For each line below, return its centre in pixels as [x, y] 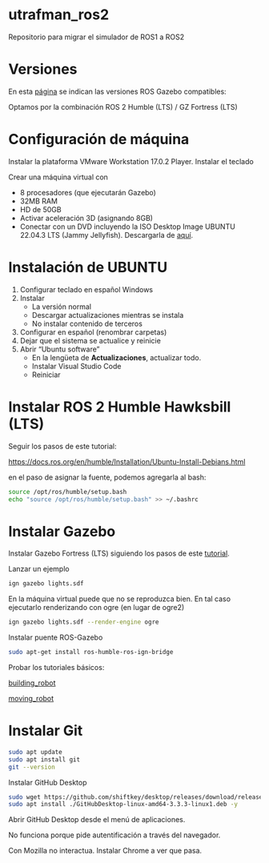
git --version [32, 767]
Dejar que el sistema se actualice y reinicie [90, 340]
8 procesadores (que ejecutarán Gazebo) [88, 192]
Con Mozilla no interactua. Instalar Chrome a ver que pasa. [105, 851]
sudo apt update [35, 752]
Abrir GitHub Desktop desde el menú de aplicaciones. [97, 820]
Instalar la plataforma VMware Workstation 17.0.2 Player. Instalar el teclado [131, 161]
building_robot [32, 683]
